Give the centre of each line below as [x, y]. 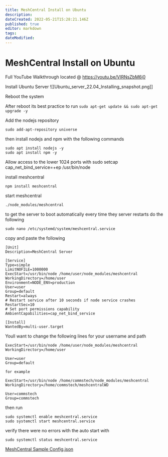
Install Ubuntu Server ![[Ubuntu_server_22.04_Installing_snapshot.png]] [79, 87]
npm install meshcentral [31, 186]
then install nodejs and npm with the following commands [65, 139]
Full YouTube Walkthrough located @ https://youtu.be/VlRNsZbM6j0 [75, 77]
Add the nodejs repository [32, 120]
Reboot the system [25, 96]
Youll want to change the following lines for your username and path [76, 336]
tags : [11, 33]
